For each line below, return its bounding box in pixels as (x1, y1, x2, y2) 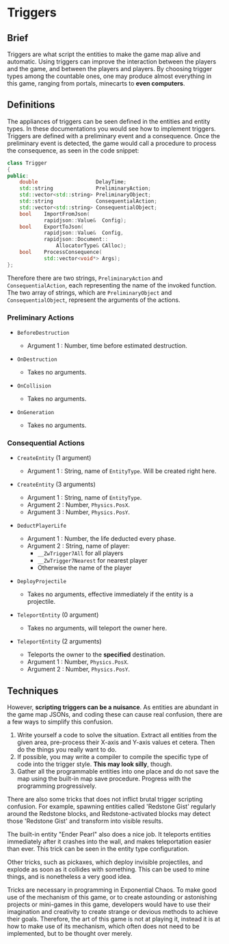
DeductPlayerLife (16, 522, 67, 530)
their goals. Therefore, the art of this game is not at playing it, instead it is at (7, 915, 221, 923)
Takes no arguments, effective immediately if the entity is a (27, 590, 193, 598)
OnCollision (16, 382, 51, 390)
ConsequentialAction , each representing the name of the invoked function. (7, 281, 217, 289)
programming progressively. (16, 782, 97, 790)
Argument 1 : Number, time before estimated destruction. (27, 341, 188, 350)
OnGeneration (16, 409, 55, 416)
